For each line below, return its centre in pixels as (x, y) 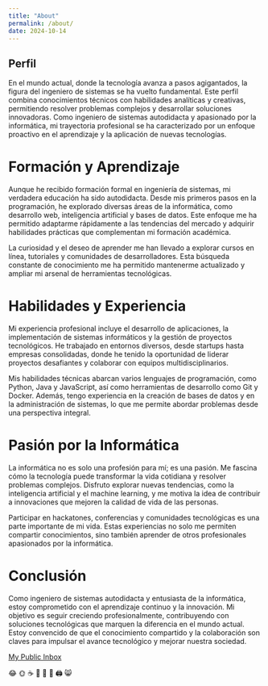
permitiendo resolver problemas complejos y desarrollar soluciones (120, 109)
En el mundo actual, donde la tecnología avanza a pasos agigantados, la (128, 83)
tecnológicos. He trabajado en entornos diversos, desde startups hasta (126, 346)
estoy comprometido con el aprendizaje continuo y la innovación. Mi (122, 607)
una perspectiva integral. (49, 413)
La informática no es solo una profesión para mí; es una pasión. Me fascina (133, 468)
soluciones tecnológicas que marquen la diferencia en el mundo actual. (127, 624)
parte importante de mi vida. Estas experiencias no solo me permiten (122, 526)
